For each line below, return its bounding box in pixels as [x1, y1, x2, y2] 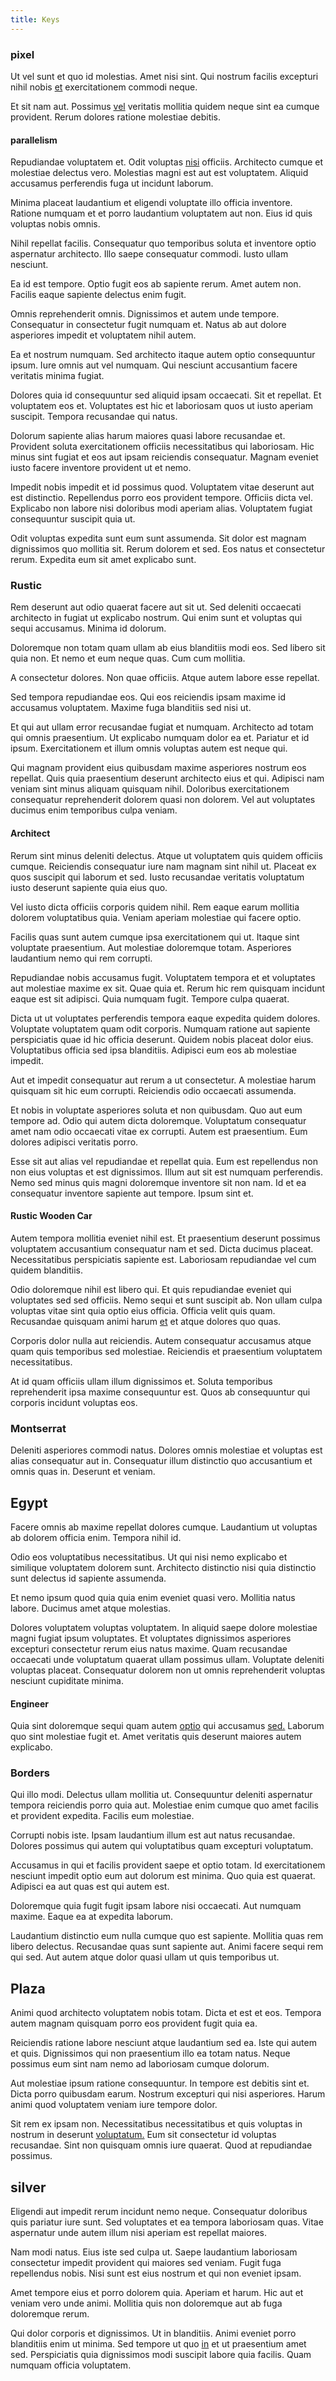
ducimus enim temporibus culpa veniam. [10, 804, 178, 816]
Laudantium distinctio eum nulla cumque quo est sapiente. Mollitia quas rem [10, 1930, 324, 1942]
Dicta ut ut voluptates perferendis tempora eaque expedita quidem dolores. [10, 1012, 321, 1024]
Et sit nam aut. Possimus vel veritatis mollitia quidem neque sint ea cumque [10, 100, 320, 112]
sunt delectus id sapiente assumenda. [10, 1572, 167, 1584]
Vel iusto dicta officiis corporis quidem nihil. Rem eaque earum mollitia [10, 901, 300, 913]
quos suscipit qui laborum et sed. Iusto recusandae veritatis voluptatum [10, 871, 305, 883]
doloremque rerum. [10, 2308, 90, 2320]
